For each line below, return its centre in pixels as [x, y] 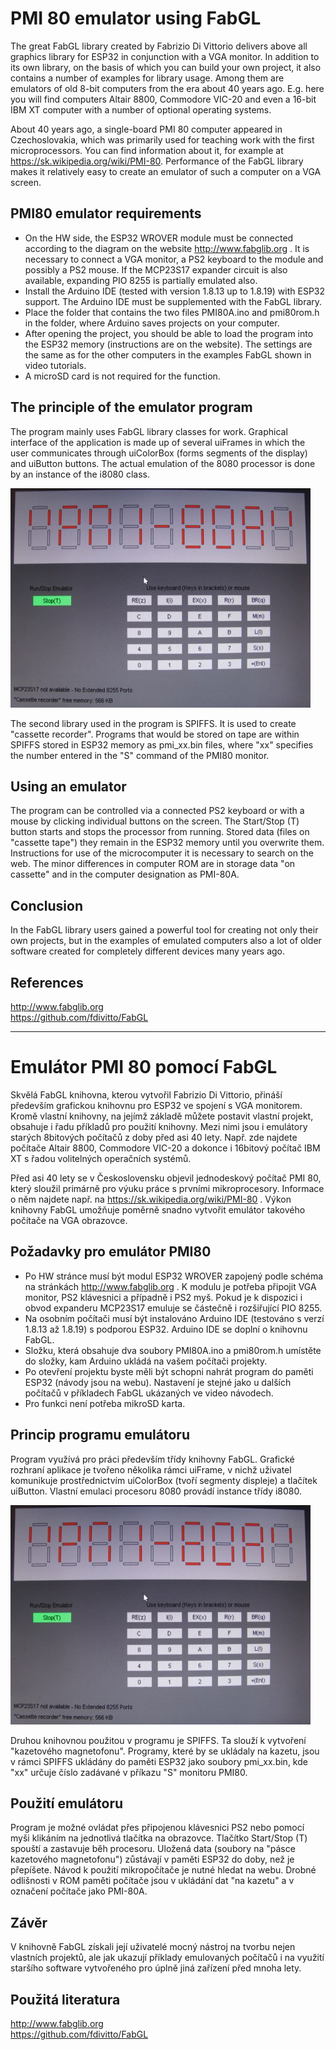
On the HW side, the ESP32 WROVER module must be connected [159, 238]
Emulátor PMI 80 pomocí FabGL [144, 1067]
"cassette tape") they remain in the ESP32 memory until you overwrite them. [167, 843]
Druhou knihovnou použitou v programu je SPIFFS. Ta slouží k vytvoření [158, 1740]
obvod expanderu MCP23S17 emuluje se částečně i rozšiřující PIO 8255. [173, 1308]
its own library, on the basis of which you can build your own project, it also [166, 67]
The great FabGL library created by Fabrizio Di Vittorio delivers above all [159, 46]
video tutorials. [55, 365]
